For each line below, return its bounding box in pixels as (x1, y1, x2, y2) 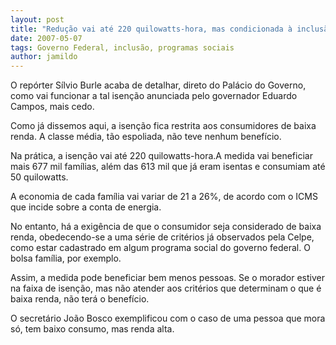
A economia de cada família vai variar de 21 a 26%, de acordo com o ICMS (10, 191, 318, 203)
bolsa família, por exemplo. (10, 252, 122, 265)
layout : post (10, 14, 65, 25)
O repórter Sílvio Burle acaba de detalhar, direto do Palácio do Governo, (10, 79, 307, 91)
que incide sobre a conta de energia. (10, 201, 162, 213)
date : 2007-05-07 (10, 33, 83, 43)
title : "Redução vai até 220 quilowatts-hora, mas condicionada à (10, 24, 293, 34)
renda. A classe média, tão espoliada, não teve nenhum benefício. (10, 131, 282, 143)
